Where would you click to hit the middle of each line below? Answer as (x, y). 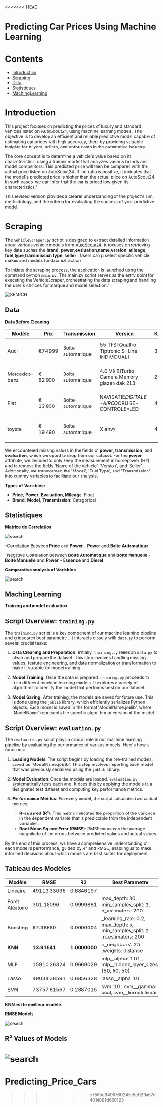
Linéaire (16, 891)
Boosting (18, 928)
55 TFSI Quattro (118, 345)
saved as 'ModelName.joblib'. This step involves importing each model (82, 765)
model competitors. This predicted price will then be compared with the (76, 166)
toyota (15, 429)
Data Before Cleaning (27, 322)
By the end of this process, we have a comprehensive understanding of (76, 843)
